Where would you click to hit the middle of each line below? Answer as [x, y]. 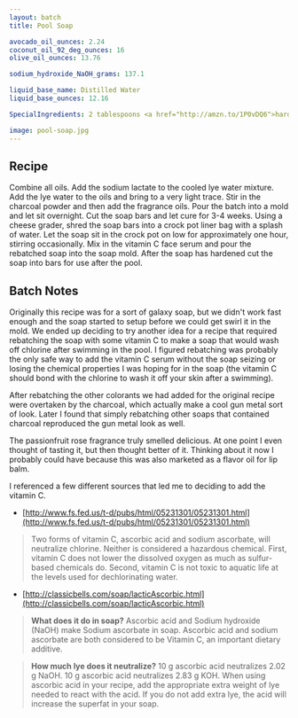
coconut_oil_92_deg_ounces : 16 [67, 50]
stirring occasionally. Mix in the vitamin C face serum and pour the [130, 244]
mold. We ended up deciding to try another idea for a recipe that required [143, 331]
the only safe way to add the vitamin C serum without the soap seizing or [143, 359]
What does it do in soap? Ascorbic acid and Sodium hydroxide [145, 620]
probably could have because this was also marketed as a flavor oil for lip [143, 460]
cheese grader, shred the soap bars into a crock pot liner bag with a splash [146, 225]
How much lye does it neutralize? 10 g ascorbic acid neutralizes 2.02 [158, 667]
